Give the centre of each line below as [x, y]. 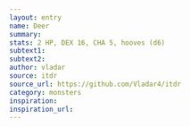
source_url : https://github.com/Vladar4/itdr [95, 84]
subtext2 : [28, 59]
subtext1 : [28, 51]
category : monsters [45, 92]
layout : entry [36, 17]
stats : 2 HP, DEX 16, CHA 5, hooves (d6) [87, 42]
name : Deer [29, 26]
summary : [25, 34]
